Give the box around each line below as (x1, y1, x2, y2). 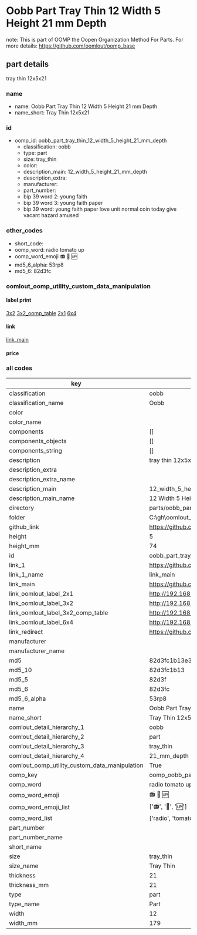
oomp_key (9, 771, 38, 779)
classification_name (9, 399, 64, 407)
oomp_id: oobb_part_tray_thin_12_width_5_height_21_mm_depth (14, 137, 167, 144)
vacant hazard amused (23, 212, 79, 219)
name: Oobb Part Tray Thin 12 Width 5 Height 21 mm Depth (14, 103, 158, 110)
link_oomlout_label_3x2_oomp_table (9, 609, 108, 617)
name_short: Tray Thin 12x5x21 (14, 109, 90, 116)
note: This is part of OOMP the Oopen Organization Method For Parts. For (6, 36, 184, 43)
